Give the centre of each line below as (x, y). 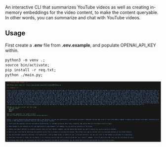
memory (14, 12)
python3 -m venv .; (25, 60)
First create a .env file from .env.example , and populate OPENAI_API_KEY (81, 45)
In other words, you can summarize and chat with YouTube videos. (73, 18)
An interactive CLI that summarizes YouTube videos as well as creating (77, 7)
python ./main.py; (24, 75)
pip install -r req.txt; (31, 70)
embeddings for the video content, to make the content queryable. (91, 12)
